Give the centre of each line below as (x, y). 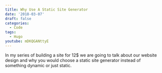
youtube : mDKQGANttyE (27, 41)
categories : (17, 23)
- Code (16, 28)
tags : (10, 32)
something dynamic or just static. (38, 65)
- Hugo (16, 37)
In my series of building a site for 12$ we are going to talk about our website (81, 55)
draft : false (18, 18)
